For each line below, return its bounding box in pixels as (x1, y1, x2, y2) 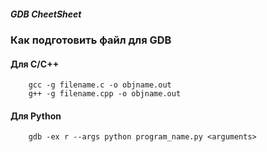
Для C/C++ (10, 58, 60, 70)
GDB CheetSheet (10, 8, 82, 20)
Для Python (10, 110, 62, 122)
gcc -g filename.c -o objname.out (28, 80, 172, 90)
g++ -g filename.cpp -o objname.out (28, 89, 182, 99)
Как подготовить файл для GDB (10, 33, 172, 47)
